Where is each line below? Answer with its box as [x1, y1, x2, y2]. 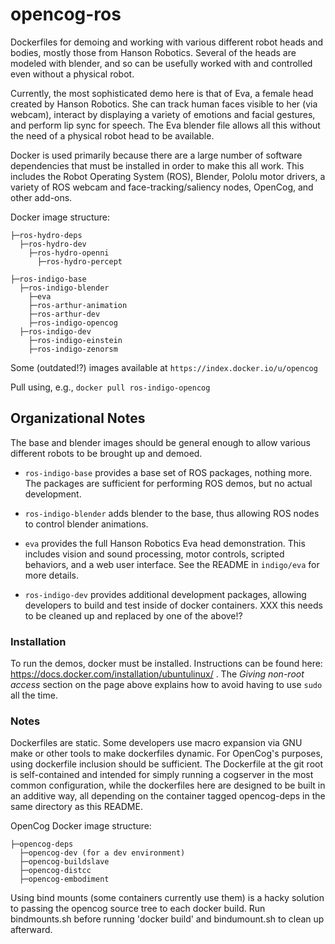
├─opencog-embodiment [19, 874, 110, 885]
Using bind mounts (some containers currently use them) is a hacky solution [10, 892, 325, 904]
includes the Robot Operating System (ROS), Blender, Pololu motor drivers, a [10, 170, 326, 182]
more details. [24, 569, 80, 581]
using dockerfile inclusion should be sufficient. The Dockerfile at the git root [10, 758, 324, 770]
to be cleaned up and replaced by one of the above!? [24, 609, 243, 622]
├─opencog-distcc [19, 866, 92, 876]
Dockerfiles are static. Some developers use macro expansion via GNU [10, 737, 303, 749]
